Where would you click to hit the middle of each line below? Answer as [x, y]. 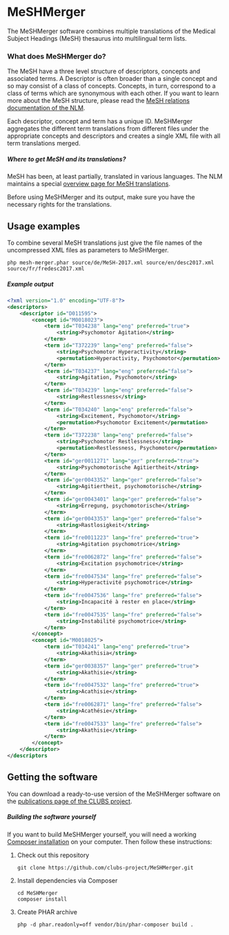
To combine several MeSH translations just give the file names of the [105, 243]
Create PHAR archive [47, 912]
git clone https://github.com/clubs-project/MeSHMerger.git [105, 867]
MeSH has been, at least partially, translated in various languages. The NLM [115, 177]
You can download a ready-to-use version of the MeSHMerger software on [114, 794]
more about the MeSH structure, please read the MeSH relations [98, 101]
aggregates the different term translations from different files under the [108, 129]
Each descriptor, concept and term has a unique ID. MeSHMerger [100, 121]
